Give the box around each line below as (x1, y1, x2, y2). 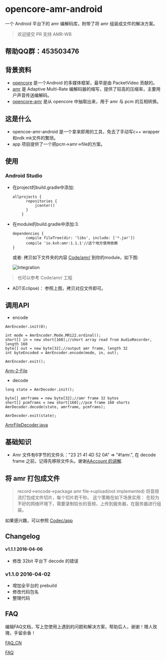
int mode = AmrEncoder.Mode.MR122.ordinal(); (5, 333, 101, 338)
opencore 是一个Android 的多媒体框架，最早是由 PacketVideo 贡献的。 (12, 80, 158, 86)
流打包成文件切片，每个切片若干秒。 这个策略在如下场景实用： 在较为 (17, 495, 160, 501)
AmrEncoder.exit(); (5, 359, 46, 364)
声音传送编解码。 (16, 92, 52, 98)
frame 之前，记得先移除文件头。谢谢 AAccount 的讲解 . (12, 458, 123, 464)
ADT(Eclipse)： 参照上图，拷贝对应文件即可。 (12, 285, 106, 291)
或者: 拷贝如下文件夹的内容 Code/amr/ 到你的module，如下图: (12, 254, 139, 260)
